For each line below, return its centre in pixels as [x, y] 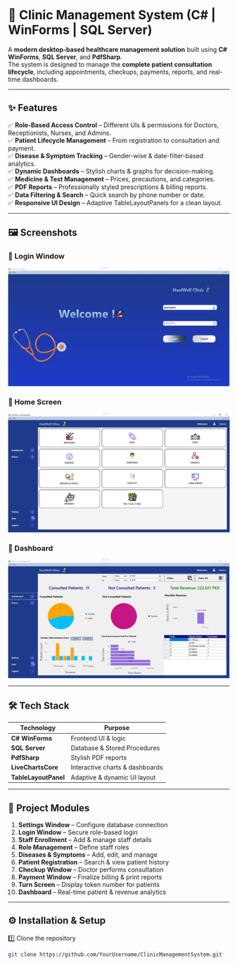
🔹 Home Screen [35, 402]
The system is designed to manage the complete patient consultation [110, 64]
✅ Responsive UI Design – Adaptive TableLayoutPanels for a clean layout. [115, 202]
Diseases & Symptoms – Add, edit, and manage [88, 855]
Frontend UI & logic [98, 738]
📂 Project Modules [49, 808]
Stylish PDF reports [99, 758]
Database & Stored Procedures [115, 748]
